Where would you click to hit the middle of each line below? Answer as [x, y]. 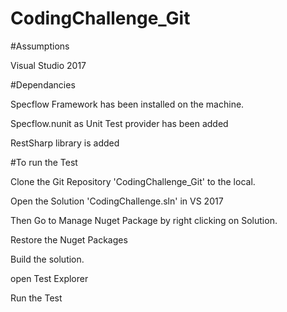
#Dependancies [43, 84]
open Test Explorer [49, 278]
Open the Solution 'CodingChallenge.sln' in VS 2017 [117, 201]
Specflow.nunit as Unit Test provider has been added [119, 123]
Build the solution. [47, 259]
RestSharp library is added [65, 143]
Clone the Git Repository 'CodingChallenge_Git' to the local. [133, 181]
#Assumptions [40, 46]
